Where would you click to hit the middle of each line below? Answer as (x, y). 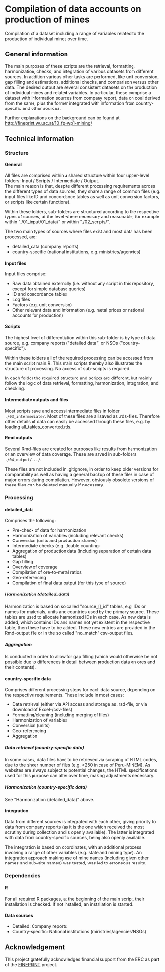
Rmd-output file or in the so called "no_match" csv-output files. (69, 633)
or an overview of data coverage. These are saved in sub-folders (71, 454)
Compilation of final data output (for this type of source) (69, 583)
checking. (15, 388)
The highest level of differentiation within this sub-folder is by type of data (81, 337)
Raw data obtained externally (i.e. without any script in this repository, (83, 284)
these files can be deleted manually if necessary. (55, 485)
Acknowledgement (35, 947)
